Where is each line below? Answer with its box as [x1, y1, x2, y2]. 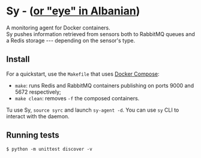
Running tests [6, 130, 60, 141]
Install [6, 54, 30, 64]
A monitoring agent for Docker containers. [6, 24, 111, 31]
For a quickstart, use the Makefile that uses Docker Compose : [6, 70, 160, 77]
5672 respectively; [14, 88, 61, 96]
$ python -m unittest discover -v [6, 146, 93, 152]
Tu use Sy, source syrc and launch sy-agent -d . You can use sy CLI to [6, 106, 179, 114]
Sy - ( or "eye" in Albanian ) [6, 4, 140, 18]
